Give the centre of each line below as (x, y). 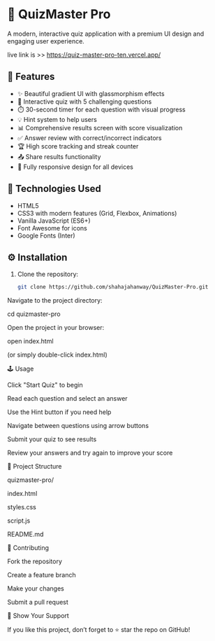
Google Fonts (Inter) (46, 235)
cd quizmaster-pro (34, 314)
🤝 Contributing (28, 548)
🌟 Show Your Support (38, 616)
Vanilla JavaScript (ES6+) (54, 221)
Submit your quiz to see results (52, 439)
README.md (25, 535)
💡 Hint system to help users (57, 119)
